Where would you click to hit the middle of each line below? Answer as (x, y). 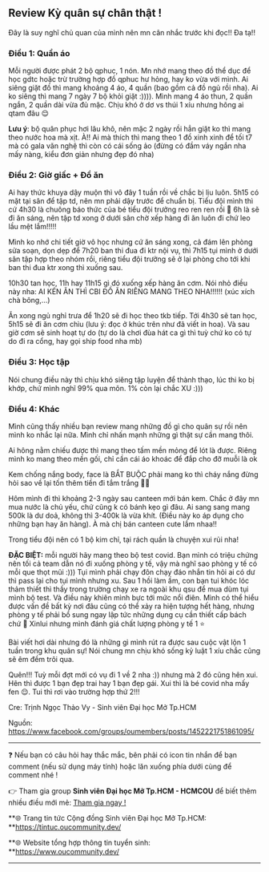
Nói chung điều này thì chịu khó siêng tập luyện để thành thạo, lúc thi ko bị (131, 379)
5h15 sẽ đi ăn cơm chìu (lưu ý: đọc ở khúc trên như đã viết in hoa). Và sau (129, 325)
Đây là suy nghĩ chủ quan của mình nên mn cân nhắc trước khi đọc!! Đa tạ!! (132, 32)
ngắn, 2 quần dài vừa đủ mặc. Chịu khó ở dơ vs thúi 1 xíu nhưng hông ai (126, 105)
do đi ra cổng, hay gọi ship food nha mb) (75, 341)
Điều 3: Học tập (39, 362)
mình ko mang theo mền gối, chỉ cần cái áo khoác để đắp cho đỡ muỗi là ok (133, 459)
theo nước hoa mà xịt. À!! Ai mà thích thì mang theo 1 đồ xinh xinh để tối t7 (130, 137)
